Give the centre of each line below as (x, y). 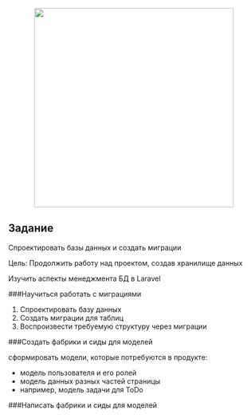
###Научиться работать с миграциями (75, 294)
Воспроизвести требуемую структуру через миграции (113, 326)
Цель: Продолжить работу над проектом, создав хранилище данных (125, 262)
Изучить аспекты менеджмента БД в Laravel (84, 278)
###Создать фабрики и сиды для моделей (80, 341)
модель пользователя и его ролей (78, 373)
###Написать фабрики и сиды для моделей (83, 405)
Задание (31, 229)
